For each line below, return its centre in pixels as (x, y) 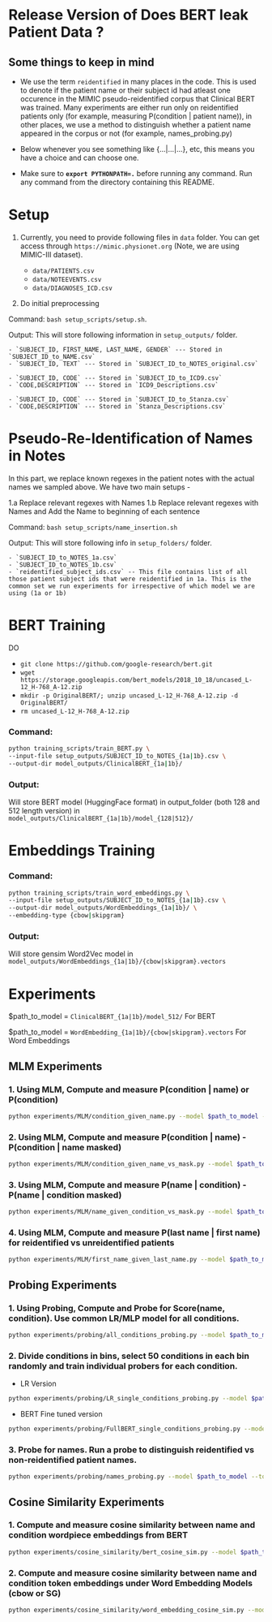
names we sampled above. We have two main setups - (100, 487)
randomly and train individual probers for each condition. (123, 1365)
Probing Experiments (63, 1285)
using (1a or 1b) (38, 593)
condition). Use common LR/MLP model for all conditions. (124, 1318)
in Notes (37, 456)
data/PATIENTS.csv (63, 271)
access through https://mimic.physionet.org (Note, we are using (130, 246)
